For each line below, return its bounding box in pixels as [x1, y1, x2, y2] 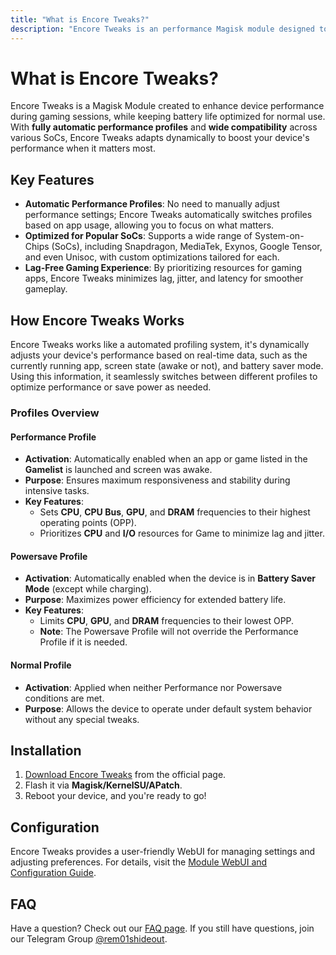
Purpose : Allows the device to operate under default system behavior [24, 702, 313, 715]
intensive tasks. [24, 485, 90, 497]
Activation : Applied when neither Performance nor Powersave [24, 681, 283, 693]
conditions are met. [24, 692, 105, 704]
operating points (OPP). [39, 517, 137, 529]
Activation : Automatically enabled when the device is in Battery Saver [24, 572, 316, 585]
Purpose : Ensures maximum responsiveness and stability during [24, 474, 291, 486]
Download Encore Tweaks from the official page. [24, 769, 227, 781]
